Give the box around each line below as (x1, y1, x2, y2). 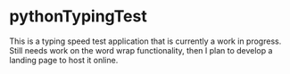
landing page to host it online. (9, 54, 119, 65)
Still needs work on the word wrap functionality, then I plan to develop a (9, 45, 273, 55)
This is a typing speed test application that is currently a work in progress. (9, 36, 282, 46)
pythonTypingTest (9, 6, 147, 27)
